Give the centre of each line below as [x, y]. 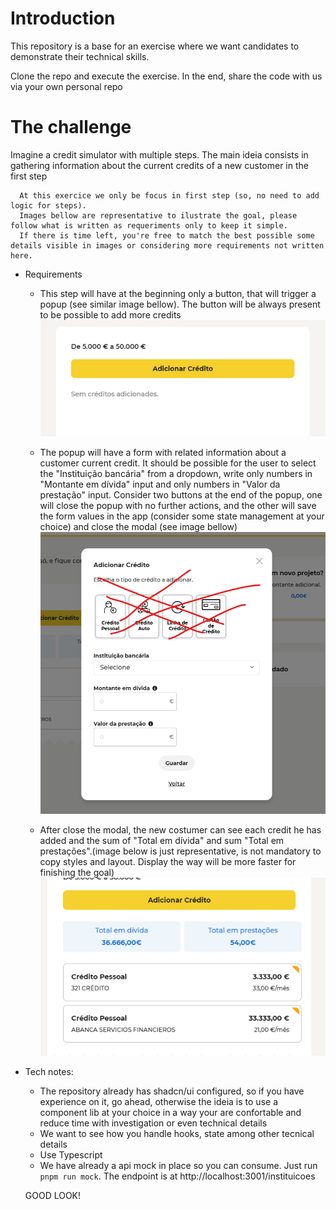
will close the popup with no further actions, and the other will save [178, 505]
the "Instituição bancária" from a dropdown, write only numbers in [176, 473]
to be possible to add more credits [110, 314]
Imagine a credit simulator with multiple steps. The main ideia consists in [159, 154]
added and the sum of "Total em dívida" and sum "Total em [162, 840]
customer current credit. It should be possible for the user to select [178, 463]
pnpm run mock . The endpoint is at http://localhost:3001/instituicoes [177, 1176]
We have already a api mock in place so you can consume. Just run [178, 1166]
